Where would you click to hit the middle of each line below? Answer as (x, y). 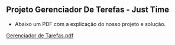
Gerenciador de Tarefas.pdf (40, 36)
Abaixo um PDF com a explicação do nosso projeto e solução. (90, 24)
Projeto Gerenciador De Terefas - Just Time (88, 10)
